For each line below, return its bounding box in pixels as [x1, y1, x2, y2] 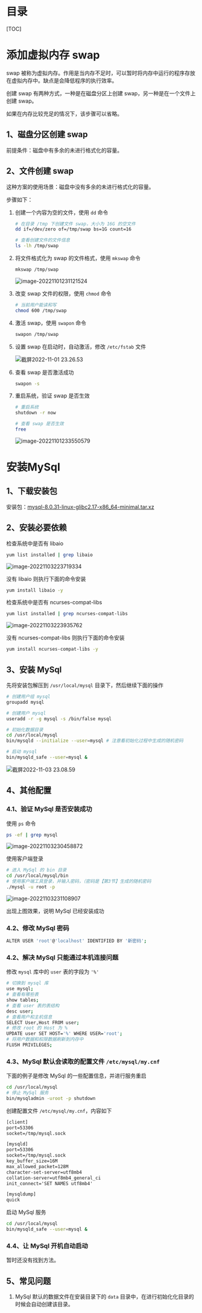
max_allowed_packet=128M [6, 1163, 69, 1169]
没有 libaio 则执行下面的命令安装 [6, 575, 86, 582]
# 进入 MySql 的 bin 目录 [6, 867, 67, 873]
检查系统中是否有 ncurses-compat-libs [6, 599, 103, 606]
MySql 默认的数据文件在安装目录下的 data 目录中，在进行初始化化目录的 [14, 1293, 194, 1300]
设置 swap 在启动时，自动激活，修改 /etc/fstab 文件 [14, 343, 147, 350]
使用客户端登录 [6, 855, 43, 862]
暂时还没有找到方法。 [6, 1256, 59, 1264]
